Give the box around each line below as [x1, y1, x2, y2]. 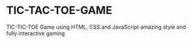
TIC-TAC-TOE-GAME [6, 4, 113, 17]
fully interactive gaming [6, 29, 65, 36]
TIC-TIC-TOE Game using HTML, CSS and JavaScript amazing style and [6, 23, 187, 30]
